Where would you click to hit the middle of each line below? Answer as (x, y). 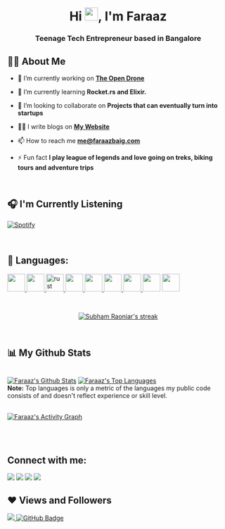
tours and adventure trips (56, 167)
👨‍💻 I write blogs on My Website (64, 126)
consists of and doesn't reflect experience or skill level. (87, 396)
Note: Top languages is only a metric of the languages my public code (109, 388)
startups (30, 113)
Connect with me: (47, 460)
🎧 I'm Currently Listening (65, 204)
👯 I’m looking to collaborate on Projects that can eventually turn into (117, 105)
